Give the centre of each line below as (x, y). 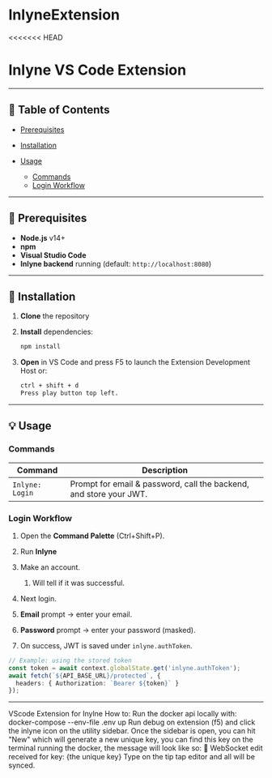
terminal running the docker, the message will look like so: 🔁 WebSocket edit (136, 748)
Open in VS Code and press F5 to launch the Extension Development (135, 362)
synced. (22, 765)
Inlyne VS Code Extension (98, 70)
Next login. (38, 598)
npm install (40, 347)
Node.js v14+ (43, 237)
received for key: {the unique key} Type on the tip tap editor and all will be (132, 757)
